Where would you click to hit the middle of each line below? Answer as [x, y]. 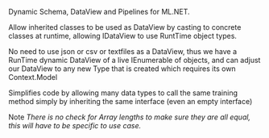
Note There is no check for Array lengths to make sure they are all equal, [130, 117]
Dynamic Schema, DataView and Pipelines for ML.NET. [99, 12]
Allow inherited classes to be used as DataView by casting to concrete [125, 27]
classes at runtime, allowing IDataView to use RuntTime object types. [123, 36]
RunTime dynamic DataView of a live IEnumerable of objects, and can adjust [134, 60]
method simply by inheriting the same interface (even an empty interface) [130, 101]
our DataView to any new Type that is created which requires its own [122, 69]
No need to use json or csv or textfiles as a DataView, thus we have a [123, 51]
